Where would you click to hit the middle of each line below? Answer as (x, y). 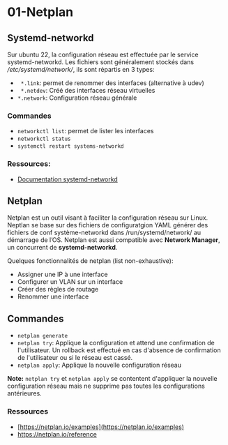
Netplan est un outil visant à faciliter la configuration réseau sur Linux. (108, 218)
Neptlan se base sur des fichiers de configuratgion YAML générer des (108, 225)
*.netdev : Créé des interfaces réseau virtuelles (88, 90)
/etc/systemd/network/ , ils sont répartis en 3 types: (81, 69)
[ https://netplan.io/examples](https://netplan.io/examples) (101, 427)
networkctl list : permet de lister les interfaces (85, 131)
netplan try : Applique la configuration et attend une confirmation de (116, 343)
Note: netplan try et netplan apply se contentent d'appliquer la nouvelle (112, 379)
